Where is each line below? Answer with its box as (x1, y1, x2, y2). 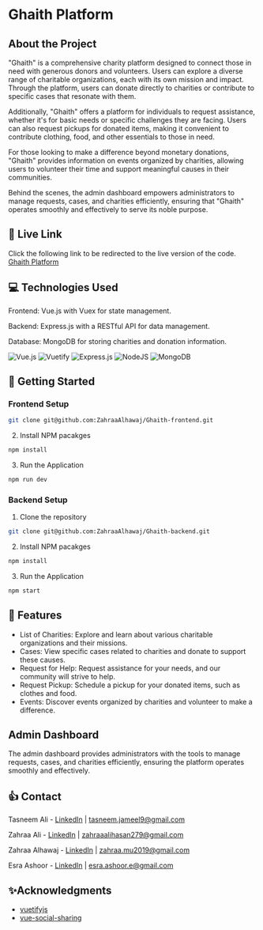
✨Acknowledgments (8, 883, 112, 897)
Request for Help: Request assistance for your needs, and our (19, 663, 221, 673)
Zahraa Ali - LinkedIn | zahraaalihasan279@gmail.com (8, 830, 184, 840)
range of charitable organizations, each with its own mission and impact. (8, 75, 245, 84)
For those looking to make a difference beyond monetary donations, (8, 148, 229, 157)
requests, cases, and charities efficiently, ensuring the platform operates (8, 758, 245, 767)
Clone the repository (19, 512, 87, 522)
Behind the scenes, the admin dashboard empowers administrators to (8, 188, 235, 197)
